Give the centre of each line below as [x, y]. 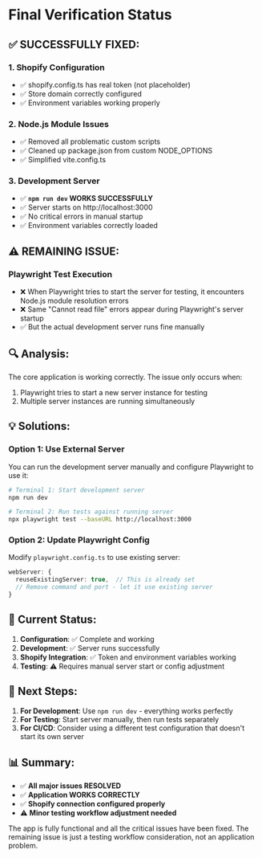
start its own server [52, 736]
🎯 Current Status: [52, 620]
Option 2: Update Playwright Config [79, 540]
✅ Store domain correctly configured [81, 93]
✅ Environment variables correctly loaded [89, 226]
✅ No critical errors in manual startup [81, 217]
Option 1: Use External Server [67, 449]
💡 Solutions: [39, 426]
